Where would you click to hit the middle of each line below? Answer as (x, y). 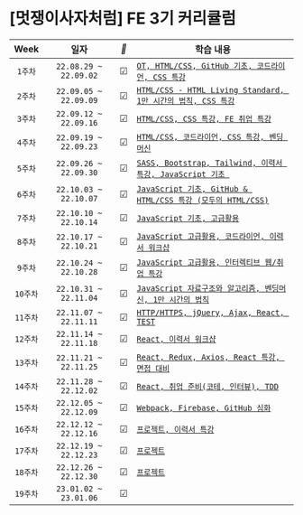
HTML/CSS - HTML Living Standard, (211, 90)
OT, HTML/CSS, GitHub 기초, (194, 66)
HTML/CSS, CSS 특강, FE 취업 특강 (204, 119)
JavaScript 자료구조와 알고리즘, (198, 288)
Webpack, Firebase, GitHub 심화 (204, 408)
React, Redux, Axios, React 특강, (208, 357)
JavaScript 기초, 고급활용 (188, 218)
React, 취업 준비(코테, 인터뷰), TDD (208, 386)
